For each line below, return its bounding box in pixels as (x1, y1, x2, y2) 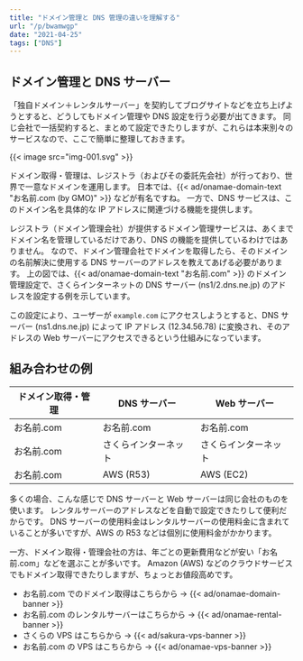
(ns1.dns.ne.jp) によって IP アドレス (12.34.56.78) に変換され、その (34, 321, 282, 332)
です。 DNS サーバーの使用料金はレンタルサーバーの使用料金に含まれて (24, 516, 290, 527)
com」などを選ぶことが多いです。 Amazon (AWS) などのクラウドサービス (19, 557, 293, 568)
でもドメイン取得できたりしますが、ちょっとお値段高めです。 (9, 569, 238, 580)
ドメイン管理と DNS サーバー (9, 74, 171, 89)
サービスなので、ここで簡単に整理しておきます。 (9, 133, 190, 144)
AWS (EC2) (199, 468, 249, 481)
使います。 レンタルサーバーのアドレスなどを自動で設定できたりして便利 (9, 504, 280, 515)
